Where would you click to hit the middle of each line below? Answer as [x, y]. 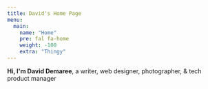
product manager [32, 78]
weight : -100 [38, 45]
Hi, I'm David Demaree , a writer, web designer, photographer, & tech [104, 71]
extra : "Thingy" [43, 52]
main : [21, 26]
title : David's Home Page [44, 13]
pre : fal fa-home [44, 39]
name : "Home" [38, 33]
